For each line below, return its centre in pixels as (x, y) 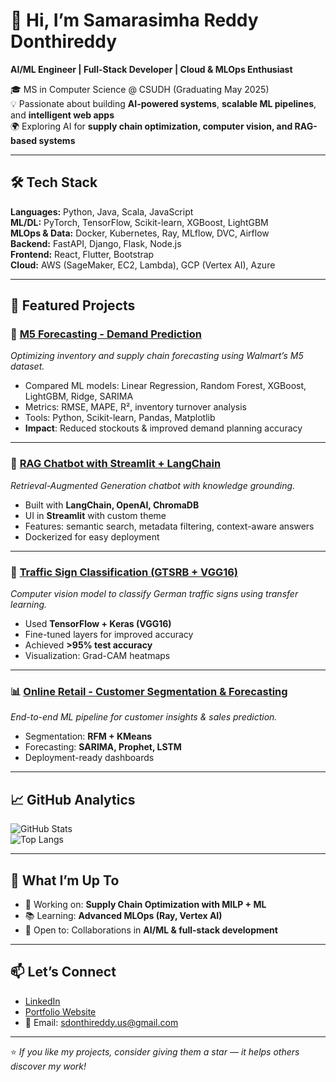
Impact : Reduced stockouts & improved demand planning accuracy (163, 428)
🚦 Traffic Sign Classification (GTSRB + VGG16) (124, 572)
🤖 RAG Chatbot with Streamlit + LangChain (116, 464)
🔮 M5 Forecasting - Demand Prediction (106, 334)
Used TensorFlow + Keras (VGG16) (98, 624)
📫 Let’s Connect (63, 972)
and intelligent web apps (62, 115)
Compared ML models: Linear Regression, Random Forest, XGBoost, (165, 386)
